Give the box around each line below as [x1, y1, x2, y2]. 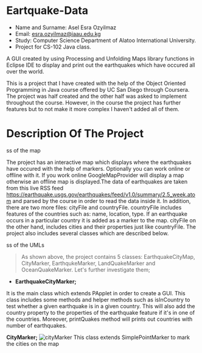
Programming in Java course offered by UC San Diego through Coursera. [6, 86, 190, 93]
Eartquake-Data [6, 4, 89, 18]
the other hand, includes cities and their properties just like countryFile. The [6, 223, 197, 230]
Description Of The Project [6, 127, 144, 140]
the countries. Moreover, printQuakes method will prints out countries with [6, 315, 193, 323]
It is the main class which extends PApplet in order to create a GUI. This [6, 289, 186, 296]
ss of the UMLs [6, 241, 44, 248]
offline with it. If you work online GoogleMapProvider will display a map [6, 171, 184, 179]
